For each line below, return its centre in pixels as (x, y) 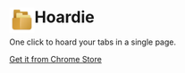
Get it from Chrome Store (56, 59)
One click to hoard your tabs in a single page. (93, 42)
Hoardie (65, 17)
